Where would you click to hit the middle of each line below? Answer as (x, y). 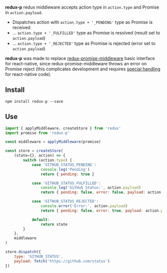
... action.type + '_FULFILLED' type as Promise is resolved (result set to (86, 33)
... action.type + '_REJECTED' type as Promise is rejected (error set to (84, 43)
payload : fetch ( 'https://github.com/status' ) (62, 261)
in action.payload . (24, 12)
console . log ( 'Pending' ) (65, 169)
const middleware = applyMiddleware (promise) (53, 142)
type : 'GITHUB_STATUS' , (39, 257)
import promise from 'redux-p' (38, 133)
